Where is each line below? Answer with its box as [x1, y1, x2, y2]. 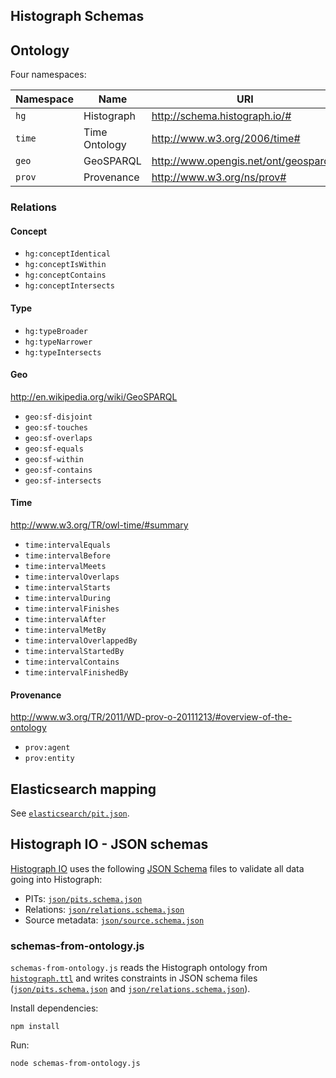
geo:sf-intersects [24, 475, 102, 486]
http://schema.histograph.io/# [151, 109, 292, 123]
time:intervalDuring [24, 593, 111, 603]
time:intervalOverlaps [24, 572, 120, 582]
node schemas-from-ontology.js [10, 1059, 141, 1069]
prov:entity [24, 754, 75, 764]
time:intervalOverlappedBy [24, 635, 138, 646]
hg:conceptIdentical [24, 249, 111, 259]
